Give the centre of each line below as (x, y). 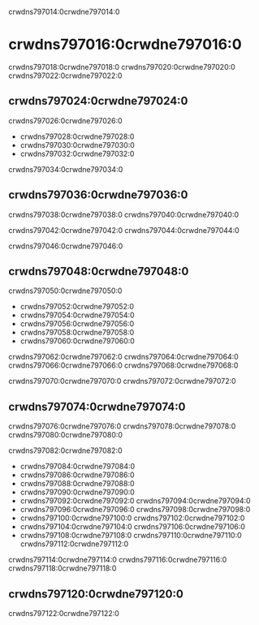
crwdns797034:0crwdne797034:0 (66, 169)
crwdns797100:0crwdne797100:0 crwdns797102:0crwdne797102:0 (132, 518)
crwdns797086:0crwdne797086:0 (78, 475)
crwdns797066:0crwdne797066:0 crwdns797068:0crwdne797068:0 (123, 365)
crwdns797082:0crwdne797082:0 (66, 450)
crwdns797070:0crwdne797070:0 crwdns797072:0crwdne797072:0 (123, 381)
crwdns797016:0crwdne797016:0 (125, 45)
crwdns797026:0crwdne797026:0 (66, 120)
